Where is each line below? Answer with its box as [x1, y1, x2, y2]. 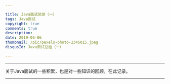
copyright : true [5, 21, 39, 26]
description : [5, 31, 33, 36]
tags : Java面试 [5, 16, 36, 22]
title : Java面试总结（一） [5, 12, 57, 17]
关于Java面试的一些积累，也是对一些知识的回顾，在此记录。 [5, 68, 131, 74]
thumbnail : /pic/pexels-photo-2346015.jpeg [5, 40, 99, 45]
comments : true [5, 26, 37, 31]
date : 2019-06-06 [5, 35, 42, 40]
